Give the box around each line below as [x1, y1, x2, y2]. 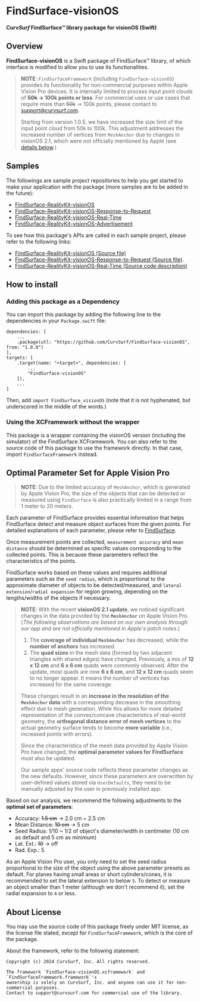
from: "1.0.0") [6, 344, 44, 350]
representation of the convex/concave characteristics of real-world [20, 711, 186, 719]
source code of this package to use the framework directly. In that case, [6, 444, 183, 451]
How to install [6, 279, 58, 289]
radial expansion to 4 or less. [6, 890, 76, 897]
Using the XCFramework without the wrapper [6, 418, 140, 426]
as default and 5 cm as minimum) [14, 834, 97, 841]
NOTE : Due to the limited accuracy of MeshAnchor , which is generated [20, 483, 190, 491]
